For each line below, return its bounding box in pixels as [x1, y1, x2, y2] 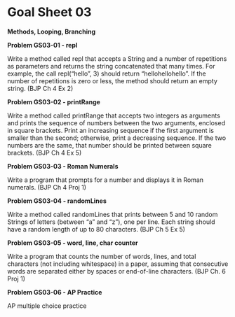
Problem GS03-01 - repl [7, 41, 78, 49]
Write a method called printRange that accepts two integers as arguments [7, 111, 221, 120]
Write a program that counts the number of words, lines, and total [7, 252, 196, 260]
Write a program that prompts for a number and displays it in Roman [7, 176, 204, 184]
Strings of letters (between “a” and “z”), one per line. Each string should [7, 218, 215, 226]
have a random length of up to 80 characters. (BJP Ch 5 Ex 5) [7, 225, 186, 233]
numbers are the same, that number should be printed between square [7, 141, 212, 149]
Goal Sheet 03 [7, 4, 92, 20]
